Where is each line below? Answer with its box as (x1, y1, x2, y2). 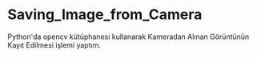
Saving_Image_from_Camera (7, 6, 203, 24)
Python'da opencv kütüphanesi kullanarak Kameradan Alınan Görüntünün (7, 32, 250, 41)
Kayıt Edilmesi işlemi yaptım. (7, 40, 102, 49)
